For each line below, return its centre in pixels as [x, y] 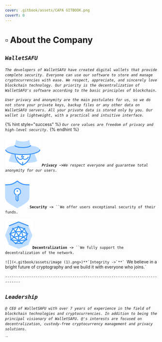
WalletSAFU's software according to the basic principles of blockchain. [81, 90]
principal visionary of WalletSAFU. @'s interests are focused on [73, 319]
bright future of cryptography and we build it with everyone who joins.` [76, 267]
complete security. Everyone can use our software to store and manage [79, 75]
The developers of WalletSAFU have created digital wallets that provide [81, 70]
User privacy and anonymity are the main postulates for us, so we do [78, 100]
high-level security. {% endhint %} [42, 129]
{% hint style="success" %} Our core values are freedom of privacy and [79, 124]
